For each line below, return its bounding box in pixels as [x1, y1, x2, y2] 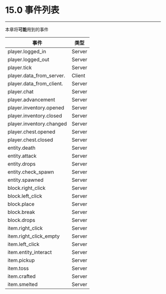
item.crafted [7, 273, 36, 280]
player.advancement [7, 96, 55, 103]
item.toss [7, 265, 29, 272]
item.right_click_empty [7, 233, 60, 240]
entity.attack [7, 152, 37, 159]
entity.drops [7, 160, 36, 167]
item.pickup [7, 256, 35, 263]
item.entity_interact [7, 249, 52, 255]
